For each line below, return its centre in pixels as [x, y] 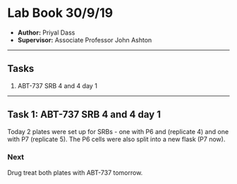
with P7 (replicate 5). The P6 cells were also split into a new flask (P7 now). [116, 139]
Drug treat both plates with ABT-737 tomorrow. [75, 172]
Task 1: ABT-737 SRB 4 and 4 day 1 [84, 115]
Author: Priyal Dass [46, 32]
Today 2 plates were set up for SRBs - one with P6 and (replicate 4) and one [118, 131]
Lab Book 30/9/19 [60, 13]
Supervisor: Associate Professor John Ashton [85, 39]
